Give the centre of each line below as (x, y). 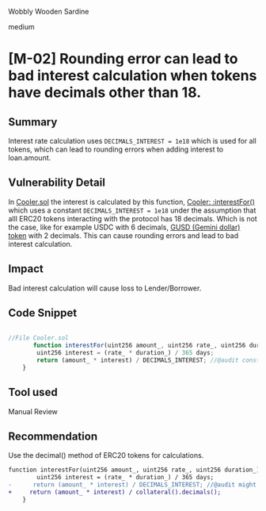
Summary (33, 122)
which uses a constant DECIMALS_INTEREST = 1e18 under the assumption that (132, 210)
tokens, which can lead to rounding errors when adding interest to (116, 149)
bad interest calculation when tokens (133, 76)
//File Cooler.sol (38, 338)
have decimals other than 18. (105, 92)
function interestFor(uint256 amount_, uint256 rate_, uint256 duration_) (134, 470)
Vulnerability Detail (57, 183)
